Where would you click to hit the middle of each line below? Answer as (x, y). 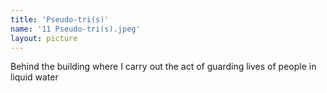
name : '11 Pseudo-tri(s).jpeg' (75, 29)
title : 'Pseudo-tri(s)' (60, 19)
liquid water (34, 77)
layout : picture (44, 38)
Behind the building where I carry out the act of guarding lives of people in (163, 67)
